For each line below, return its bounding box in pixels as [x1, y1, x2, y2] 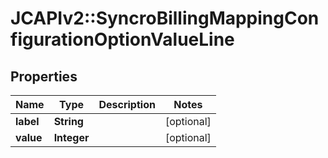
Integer [53, 131, 90, 144]
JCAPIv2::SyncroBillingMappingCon [10, 7, 320, 30]
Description [98, 98, 156, 111]
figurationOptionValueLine [10, 28, 235, 51]
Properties [10, 68, 78, 85]
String [53, 115, 84, 128]
